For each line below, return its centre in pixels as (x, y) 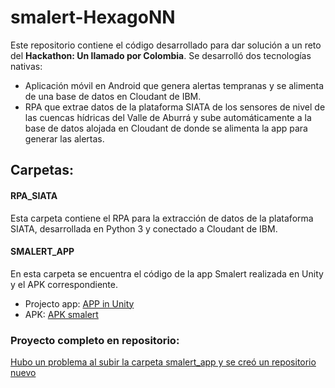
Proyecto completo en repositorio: (95, 340)
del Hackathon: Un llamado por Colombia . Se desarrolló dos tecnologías (161, 55)
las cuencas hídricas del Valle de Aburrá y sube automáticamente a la (168, 117)
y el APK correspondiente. (64, 284)
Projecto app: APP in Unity (79, 303)
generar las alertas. (64, 138)
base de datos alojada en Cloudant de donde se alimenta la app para (166, 128)
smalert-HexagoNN (93, 17)
